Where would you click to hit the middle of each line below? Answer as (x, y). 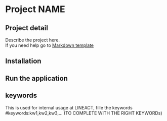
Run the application (37, 78)
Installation (23, 61)
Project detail (27, 28)
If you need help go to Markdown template (50, 45)
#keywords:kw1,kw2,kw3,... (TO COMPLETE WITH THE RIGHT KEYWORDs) (84, 113)
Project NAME (35, 9)
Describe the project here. (32, 40)
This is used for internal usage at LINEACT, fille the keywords (69, 107)
